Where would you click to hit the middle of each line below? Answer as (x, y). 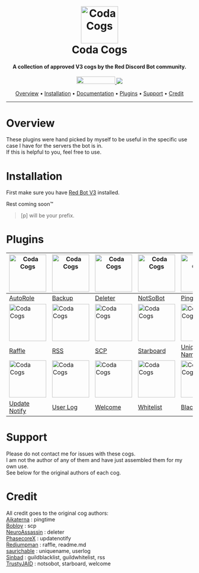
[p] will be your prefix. (48, 216)
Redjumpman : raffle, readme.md (46, 545)
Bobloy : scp (21, 526)
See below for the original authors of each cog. (64, 473)
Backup (63, 298)
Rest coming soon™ (30, 204)
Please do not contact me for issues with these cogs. (71, 454)
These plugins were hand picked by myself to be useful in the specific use (97, 140)
